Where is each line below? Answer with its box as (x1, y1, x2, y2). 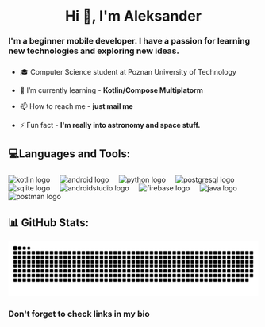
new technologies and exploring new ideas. (8, 45, 180, 56)
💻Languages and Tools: (8, 147, 131, 161)
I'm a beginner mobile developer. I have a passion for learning (8, 36, 251, 47)
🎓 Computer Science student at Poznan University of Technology (19, 67, 236, 77)
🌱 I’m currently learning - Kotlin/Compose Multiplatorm (19, 86, 204, 95)
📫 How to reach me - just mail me (19, 102, 133, 111)
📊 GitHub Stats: (8, 216, 90, 229)
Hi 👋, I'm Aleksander (64, 7, 202, 25)
